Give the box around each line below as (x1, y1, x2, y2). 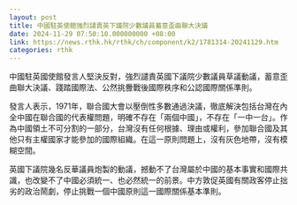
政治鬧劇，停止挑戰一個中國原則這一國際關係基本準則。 (24, 186, 226, 197)
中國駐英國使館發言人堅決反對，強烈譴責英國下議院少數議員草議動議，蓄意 (9, 72, 280, 82)
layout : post (9, 12, 57, 22)
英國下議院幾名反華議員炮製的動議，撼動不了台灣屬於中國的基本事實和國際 (9, 164, 280, 175)
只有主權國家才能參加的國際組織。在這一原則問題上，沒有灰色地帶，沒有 (16, 134, 280, 145)
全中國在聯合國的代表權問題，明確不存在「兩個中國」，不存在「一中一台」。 (9, 112, 280, 123)
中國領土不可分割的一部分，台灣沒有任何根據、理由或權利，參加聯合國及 (16, 123, 280, 133)
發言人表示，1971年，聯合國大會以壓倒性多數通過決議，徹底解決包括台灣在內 (9, 101, 288, 111)
